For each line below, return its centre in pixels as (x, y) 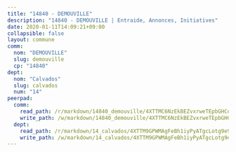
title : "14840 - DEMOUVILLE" (50, 14)
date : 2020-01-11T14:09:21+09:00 (56, 27)
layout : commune (31, 40)
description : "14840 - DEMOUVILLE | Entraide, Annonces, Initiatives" (113, 20)
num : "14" (28, 92)
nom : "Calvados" (37, 79)
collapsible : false (36, 33)
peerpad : (20, 99)
